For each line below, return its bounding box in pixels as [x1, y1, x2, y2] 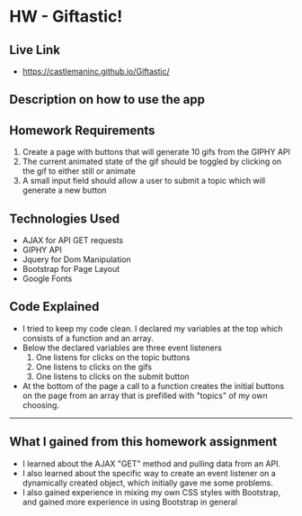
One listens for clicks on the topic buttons [35, 351, 191, 362]
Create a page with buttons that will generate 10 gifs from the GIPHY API [22, 147, 290, 158]
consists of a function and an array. [22, 332, 155, 343]
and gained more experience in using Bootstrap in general [22, 496, 238, 507]
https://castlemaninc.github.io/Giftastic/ [22, 66, 170, 77]
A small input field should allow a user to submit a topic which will [22, 176, 266, 186]
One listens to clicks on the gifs [35, 361, 153, 372]
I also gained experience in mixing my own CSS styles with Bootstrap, [22, 486, 281, 497]
